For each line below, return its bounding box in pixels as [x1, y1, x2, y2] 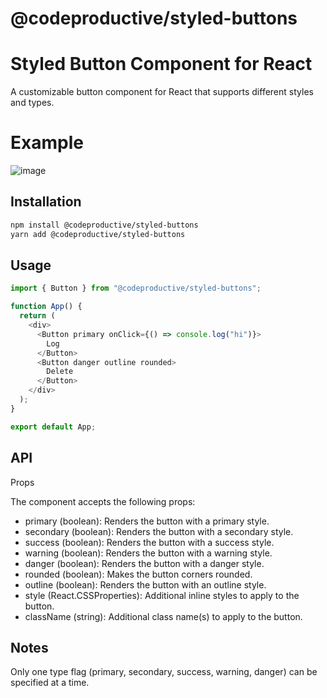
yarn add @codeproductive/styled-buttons [10, 229, 186, 239]
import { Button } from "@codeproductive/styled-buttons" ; [10, 283, 262, 294]
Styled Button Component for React [10, 53, 313, 76]
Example [10, 132, 84, 154]
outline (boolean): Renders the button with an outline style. [24, 578, 267, 591]
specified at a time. [10, 677, 90, 689]
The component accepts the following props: [10, 495, 196, 507]
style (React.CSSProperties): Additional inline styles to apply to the [24, 589, 300, 601]
